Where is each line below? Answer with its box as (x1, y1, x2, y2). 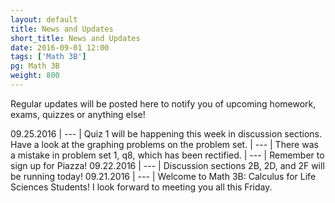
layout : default (10, 14, 78, 25)
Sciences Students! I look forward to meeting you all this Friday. (10, 181, 273, 193)
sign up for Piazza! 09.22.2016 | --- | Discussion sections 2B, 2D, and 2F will (10, 159, 325, 171)
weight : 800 (10, 71, 60, 81)
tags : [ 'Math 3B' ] (10, 52, 87, 62)
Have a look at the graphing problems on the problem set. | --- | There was (10, 138, 319, 150)
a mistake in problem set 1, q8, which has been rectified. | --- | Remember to (10, 149, 325, 161)
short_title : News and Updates (10, 33, 141, 43)
